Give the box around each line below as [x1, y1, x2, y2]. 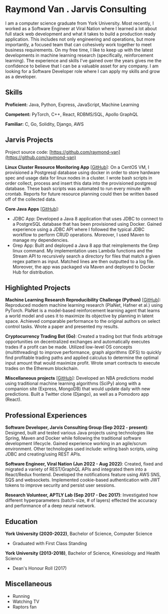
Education [5, 517, 38, 526]
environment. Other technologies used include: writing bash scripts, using [5, 446, 158, 452]
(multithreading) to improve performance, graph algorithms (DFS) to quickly [5, 349, 161, 356]
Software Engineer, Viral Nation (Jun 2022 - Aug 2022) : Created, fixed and [5, 461, 163, 467]
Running [12, 593, 30, 599]
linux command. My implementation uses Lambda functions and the [12, 247, 153, 253]
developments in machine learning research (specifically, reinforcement [5, 52, 154, 58]
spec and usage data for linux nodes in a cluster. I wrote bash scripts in [5, 174, 152, 181]
